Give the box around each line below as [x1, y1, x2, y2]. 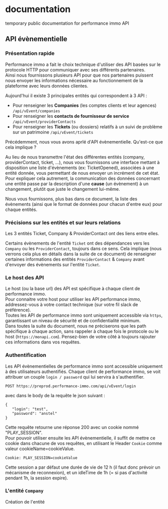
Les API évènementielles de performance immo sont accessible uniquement [5, 363, 163, 369]
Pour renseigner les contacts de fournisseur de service [12, 113, 129, 119]
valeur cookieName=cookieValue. [5, 446, 75, 452]
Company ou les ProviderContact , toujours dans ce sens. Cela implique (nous [5, 245, 162, 251]
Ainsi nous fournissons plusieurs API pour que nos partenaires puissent [5, 72, 153, 78]
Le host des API [5, 274, 44, 281]
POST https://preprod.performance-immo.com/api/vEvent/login [5, 384, 136, 389]
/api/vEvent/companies [12, 108, 60, 114]
